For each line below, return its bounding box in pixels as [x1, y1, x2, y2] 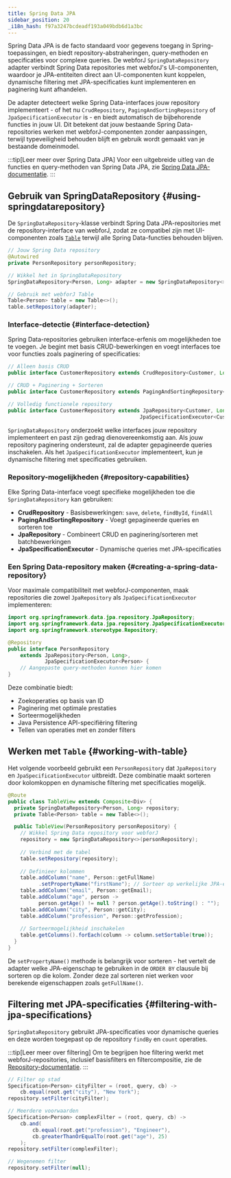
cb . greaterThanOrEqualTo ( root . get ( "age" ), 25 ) [32, 1133, 168, 1140]
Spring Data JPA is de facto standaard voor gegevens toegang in [8, 42, 191, 50]
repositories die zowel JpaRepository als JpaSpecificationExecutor [8, 593, 197, 602]
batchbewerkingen [17, 537, 71, 545]
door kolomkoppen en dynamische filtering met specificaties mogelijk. [8, 778, 206, 786]
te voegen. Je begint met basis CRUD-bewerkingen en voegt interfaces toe [8, 342, 221, 351]
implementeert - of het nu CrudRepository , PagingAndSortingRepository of [8, 106, 216, 114]
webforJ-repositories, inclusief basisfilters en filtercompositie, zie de [8, 1055, 202, 1063]
